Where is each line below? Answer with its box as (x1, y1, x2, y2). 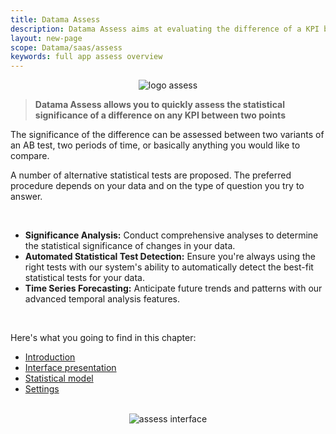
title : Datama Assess (10, 14, 101, 25)
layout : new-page (10, 33, 83, 43)
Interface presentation (24, 362, 117, 374)
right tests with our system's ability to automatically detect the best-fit (24, 261, 314, 273)
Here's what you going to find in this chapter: (10, 332, 197, 344)
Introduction (24, 351, 76, 363)
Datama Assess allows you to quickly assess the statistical (34, 99, 285, 111)
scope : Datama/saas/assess (10, 42, 123, 53)
